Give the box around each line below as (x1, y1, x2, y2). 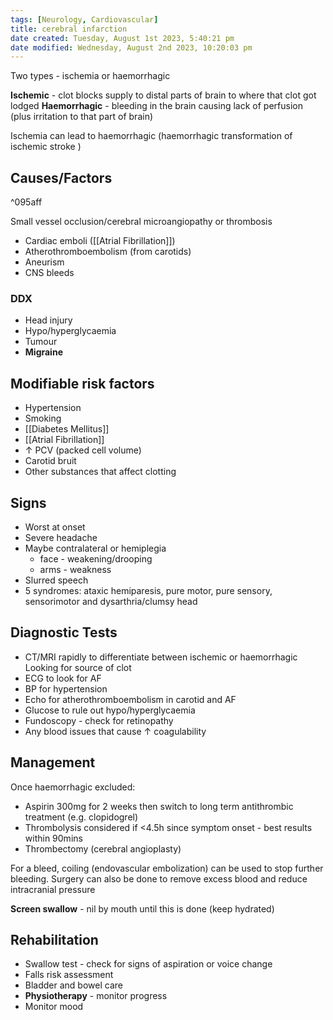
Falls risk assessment (24, 969, 114, 981)
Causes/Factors (10, 169, 113, 186)
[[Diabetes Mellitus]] (24, 423, 110, 435)
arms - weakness (39, 563, 112, 575)
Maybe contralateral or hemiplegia (24, 542, 167, 554)
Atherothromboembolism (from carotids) (24, 246, 192, 258)
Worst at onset (24, 521, 86, 533)
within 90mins (24, 832, 83, 844)
